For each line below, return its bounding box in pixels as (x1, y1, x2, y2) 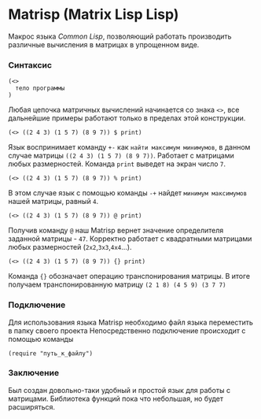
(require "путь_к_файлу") (8, 349, 93, 358)
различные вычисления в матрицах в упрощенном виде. (8, 39, 200, 49)
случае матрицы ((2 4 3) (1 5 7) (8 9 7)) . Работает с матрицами (8, 151, 234, 161)
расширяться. (8, 402, 56, 411)
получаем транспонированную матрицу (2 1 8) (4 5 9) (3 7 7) (8, 280, 226, 289)
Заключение (8, 368, 60, 379)
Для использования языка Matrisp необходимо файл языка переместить (8, 317, 254, 327)
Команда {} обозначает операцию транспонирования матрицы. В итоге (8, 272, 250, 281)
